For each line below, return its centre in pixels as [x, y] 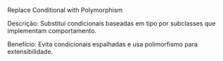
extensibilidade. [30, 52]
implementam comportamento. [52, 31]
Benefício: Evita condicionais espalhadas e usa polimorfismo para [103, 44]
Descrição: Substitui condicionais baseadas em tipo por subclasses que [111, 23]
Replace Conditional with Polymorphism [65, 10]
